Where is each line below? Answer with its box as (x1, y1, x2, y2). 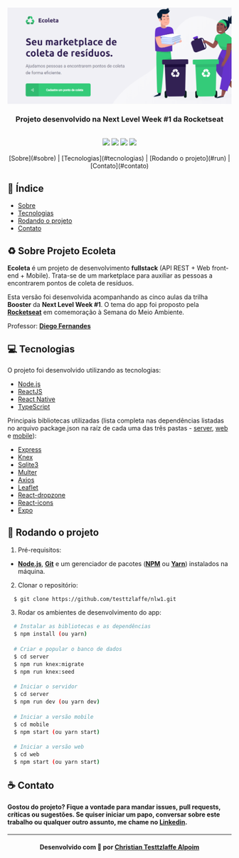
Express (17, 445, 42, 453)
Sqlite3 (17, 460, 39, 469)
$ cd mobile (14, 721, 50, 728)
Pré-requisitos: (17, 545, 62, 554)
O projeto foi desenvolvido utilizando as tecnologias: (7, 365, 161, 374)
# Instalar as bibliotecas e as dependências (14, 623, 152, 630)
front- (211, 263, 229, 272)
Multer (17, 468, 38, 476)
